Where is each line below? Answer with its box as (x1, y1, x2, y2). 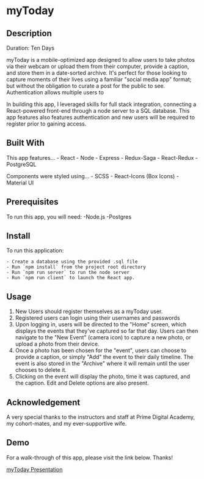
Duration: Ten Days (6, 44, 55, 51)
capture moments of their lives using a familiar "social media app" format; (6, 76, 192, 83)
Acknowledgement (6, 397, 81, 407)
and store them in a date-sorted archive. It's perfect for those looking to (6, 69, 188, 77)
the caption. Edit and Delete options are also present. (15, 379, 149, 387)
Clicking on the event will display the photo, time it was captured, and (15, 373, 191, 380)
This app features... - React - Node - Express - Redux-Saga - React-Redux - (6, 154, 199, 161)
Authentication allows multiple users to (6, 89, 104, 96)
